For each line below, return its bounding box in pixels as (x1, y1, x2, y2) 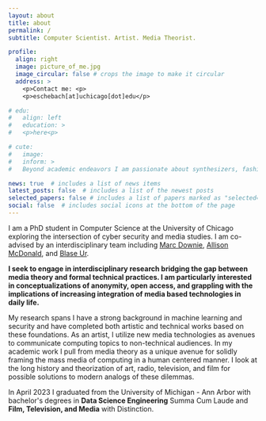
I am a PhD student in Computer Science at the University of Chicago (8, 223, 234, 232)
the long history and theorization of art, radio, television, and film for (8, 363, 231, 373)
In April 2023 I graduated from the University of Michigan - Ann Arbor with (8, 387, 251, 396)
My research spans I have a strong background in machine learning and (8, 312, 243, 322)
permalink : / (8, 26, 51, 34)
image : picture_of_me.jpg (15, 63, 101, 71)
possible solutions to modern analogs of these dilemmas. (8, 372, 195, 381)
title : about (8, 19, 51, 27)
